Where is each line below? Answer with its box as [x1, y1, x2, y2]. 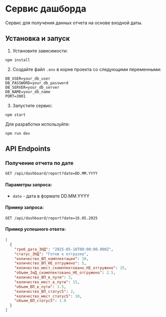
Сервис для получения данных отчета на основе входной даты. [5, 20, 143, 26]
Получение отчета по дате [5, 160, 74, 167]
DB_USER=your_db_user [5, 76, 51, 81]
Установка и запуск [5, 34, 70, 43]
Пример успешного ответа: [5, 226, 66, 232]
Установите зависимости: [12, 47, 68, 53]
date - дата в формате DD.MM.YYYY [12, 193, 90, 199]
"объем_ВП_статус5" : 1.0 [14, 298, 66, 303]
